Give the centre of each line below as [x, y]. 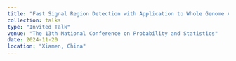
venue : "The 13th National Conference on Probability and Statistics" [113, 33]
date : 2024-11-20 [33, 40]
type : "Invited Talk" [39, 27]
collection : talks [34, 20]
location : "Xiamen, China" [47, 46]
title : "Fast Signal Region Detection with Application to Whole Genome [116, 14]
